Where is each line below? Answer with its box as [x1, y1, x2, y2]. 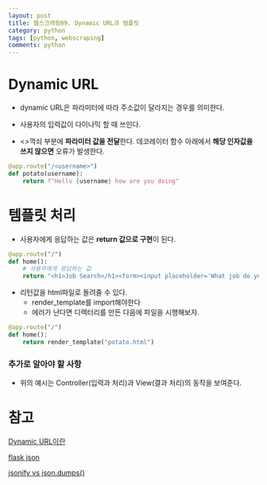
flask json [8, 452, 40, 462]
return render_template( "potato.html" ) [22, 338, 155, 346]
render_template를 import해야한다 [31, 297, 141, 307]
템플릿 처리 [8, 206, 76, 224]
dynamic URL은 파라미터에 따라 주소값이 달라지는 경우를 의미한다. [19, 103, 225, 112]
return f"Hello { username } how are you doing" [22, 177, 180, 185]
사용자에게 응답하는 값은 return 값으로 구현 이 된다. [19, 234, 176, 243]
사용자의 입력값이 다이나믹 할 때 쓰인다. [19, 120, 141, 130]
